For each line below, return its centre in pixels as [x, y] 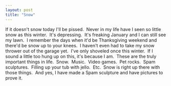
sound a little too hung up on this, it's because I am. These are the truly [81, 56]
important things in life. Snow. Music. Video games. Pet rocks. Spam [80, 62]
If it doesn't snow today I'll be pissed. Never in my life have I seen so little [83, 29]
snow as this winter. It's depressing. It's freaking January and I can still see [86, 35]
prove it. [14, 78]
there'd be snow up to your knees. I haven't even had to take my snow [80, 45]
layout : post [19, 10]
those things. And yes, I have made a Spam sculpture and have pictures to [84, 72]
